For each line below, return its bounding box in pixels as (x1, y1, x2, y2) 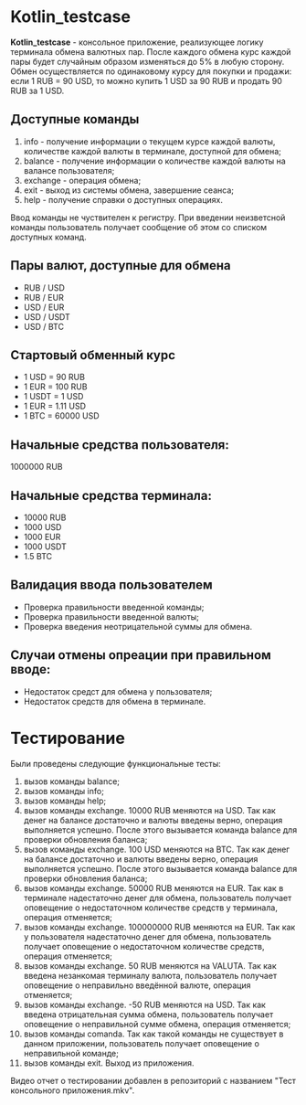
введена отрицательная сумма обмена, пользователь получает (23, 1008, 274, 1020)
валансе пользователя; (23, 165, 115, 175)
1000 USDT (23, 541, 68, 552)
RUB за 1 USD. (10, 85, 65, 96)
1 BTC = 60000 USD (23, 410, 100, 421)
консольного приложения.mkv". (10, 1085, 135, 1096)
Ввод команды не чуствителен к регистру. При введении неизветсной (10, 212, 286, 223)
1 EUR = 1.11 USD (23, 400, 86, 412)
